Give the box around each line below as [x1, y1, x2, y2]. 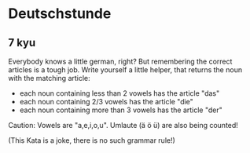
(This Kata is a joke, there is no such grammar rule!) [8, 136, 175, 145]
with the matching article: [8, 74, 90, 82]
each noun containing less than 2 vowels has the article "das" [19, 89, 220, 98]
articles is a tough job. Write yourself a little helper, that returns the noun [8, 65, 242, 75]
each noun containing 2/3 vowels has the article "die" [19, 97, 194, 106]
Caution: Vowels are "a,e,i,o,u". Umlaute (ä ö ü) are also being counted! [8, 121, 238, 129]
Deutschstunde [8, 5, 112, 23]
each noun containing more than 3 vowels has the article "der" [19, 105, 222, 115]
